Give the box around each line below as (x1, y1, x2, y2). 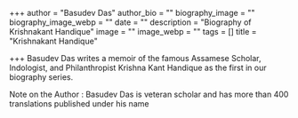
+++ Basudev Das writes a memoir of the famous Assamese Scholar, (9, 53, 262, 63)
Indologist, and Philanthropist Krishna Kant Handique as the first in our (9, 62, 267, 73)
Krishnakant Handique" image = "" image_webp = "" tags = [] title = (9, 27, 257, 36)
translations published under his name (9, 98, 149, 109)
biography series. (9, 72, 74, 83)
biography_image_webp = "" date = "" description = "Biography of (9, 17, 252, 28)
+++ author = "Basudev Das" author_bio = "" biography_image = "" (9, 8, 255, 18)
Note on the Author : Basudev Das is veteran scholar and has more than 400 (9, 89, 289, 99)
